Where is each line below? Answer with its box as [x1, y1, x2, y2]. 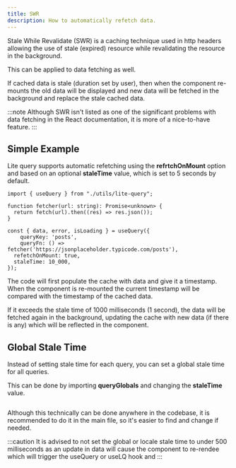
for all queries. [7, 368, 49, 376]
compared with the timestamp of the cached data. [7, 292, 153, 300]
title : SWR [7, 10, 40, 18]
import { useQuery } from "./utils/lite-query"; [7, 190, 153, 198]
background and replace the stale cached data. [7, 93, 146, 103]
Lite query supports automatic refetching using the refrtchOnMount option [7, 162, 226, 170]
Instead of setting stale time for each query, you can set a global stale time [7, 360, 225, 368]
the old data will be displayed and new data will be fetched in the [30, 86, 219, 95]
